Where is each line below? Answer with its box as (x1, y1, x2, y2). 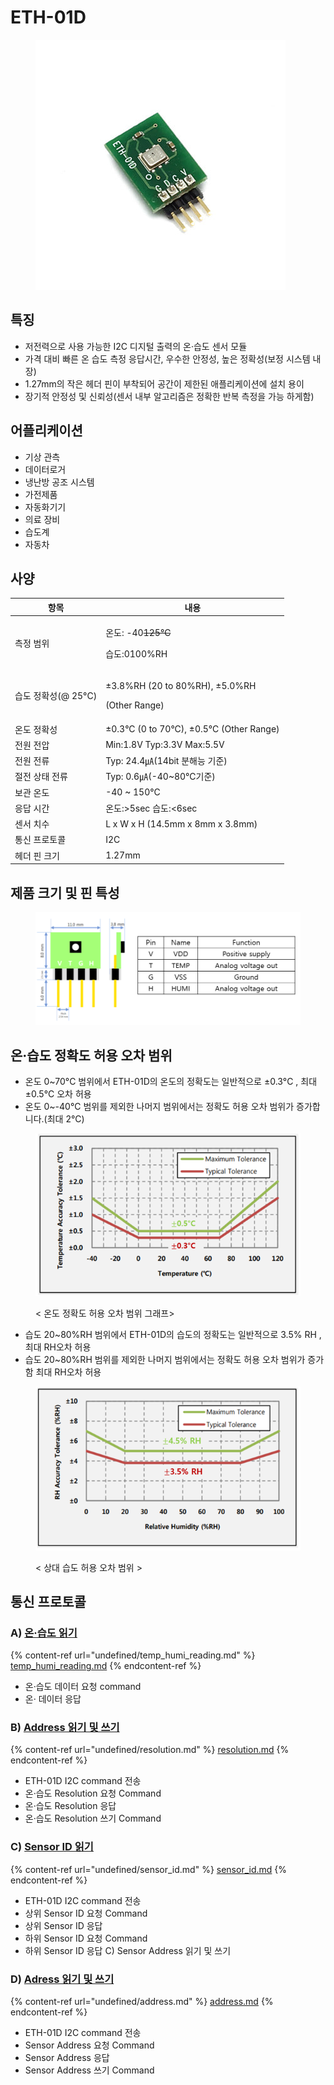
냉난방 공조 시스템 (24, 476, 95, 488)
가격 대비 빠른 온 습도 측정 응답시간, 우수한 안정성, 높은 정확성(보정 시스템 (24, 352, 311, 365)
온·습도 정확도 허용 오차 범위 (10, 1047, 173, 1064)
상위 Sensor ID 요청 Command (24, 1907, 148, 1919)
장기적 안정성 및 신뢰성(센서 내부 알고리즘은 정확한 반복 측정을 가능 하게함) (24, 390, 315, 402)
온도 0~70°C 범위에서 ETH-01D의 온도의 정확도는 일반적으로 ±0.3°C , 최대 (24, 1076, 318, 1088)
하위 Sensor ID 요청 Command (24, 1932, 148, 1944)
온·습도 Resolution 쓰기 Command (24, 1812, 162, 1825)
